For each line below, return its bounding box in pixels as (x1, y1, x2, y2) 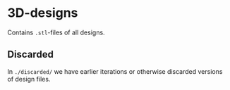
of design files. (7, 75, 51, 83)
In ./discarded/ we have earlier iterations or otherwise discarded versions (7, 67, 223, 75)
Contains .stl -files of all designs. (7, 28, 105, 37)
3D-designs (7, 5, 78, 21)
